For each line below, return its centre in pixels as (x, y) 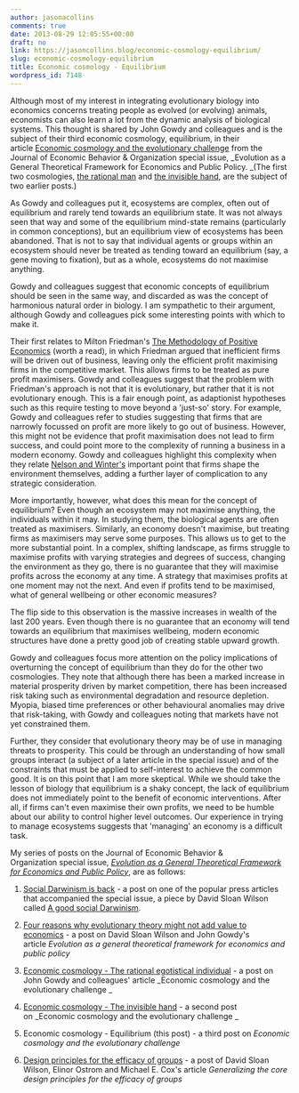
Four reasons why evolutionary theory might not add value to (135, 925)
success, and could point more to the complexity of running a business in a (148, 445)
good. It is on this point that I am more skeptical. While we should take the (145, 778)
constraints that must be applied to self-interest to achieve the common (141, 769)
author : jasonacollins (52, 17)
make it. (24, 324)
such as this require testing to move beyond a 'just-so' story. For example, (146, 407)
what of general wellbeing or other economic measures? (113, 595)
